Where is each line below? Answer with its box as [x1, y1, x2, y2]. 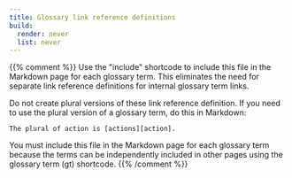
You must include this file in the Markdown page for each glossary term [9, 140, 270, 151]
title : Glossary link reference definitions [9, 12, 176, 22]
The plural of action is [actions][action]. [9, 125, 176, 134]
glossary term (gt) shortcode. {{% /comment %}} [9, 159, 188, 169]
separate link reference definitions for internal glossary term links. [9, 81, 250, 91]
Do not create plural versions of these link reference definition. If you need [9, 98, 281, 109]
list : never [17, 37, 62, 47]
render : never [17, 29, 69, 38]
